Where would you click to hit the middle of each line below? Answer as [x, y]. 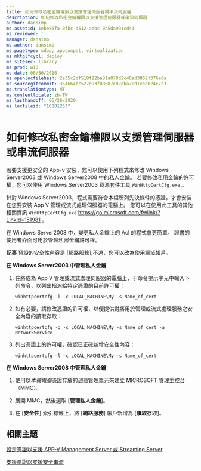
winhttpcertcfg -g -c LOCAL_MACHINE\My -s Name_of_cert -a [90, 328]
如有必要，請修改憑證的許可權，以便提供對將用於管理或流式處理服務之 [101, 309]
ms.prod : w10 [22, 67]
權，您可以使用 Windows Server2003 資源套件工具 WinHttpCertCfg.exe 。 [97, 185]
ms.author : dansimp [30, 45]
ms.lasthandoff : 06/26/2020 [41, 100]
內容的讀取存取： [41, 316]
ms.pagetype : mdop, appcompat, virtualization [65, 51]
